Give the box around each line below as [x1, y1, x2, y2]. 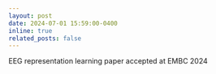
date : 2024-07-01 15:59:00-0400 [8, 19, 118, 27]
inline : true [8, 27, 53, 35]
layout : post [8, 11, 53, 20]
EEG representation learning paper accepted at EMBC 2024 [8, 56, 209, 66]
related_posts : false [8, 34, 82, 43]
